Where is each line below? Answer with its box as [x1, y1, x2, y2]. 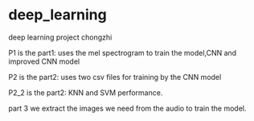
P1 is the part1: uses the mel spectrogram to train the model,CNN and [8, 48, 237, 57]
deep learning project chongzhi [8, 32, 113, 42]
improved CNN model [8, 56, 80, 66]
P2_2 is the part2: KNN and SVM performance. [8, 87, 163, 98]
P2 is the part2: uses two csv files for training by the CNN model [8, 72, 222, 81]
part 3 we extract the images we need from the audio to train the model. [8, 103, 247, 113]
